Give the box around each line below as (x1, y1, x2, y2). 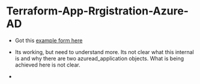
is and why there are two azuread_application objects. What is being (14, 55, 184, 62)
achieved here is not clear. (14, 61, 80, 68)
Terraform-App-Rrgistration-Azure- (6, 4, 189, 18)
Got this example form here (14, 37, 83, 44)
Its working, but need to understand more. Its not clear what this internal (14, 48, 194, 55)
